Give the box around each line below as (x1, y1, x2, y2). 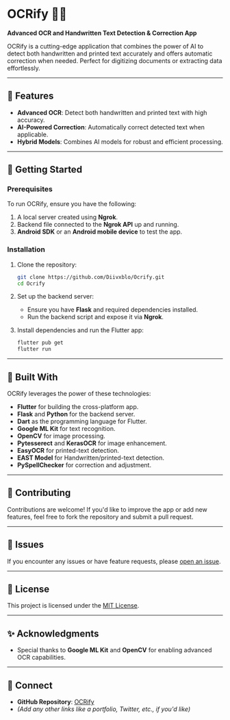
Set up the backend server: (16, 293, 94, 301)
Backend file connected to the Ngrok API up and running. (16, 221, 179, 229)
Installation (7, 245, 46, 254)
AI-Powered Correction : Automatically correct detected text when (16, 123, 205, 131)
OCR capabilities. (16, 654, 66, 662)
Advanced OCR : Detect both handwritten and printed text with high (16, 108, 207, 116)
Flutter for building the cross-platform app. (16, 403, 139, 411)
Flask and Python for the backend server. (16, 410, 136, 419)
